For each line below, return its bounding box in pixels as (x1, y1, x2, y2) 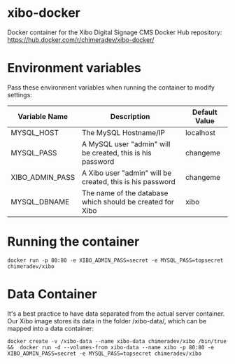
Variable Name (17, 111, 69, 121)
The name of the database (81, 188, 169, 197)
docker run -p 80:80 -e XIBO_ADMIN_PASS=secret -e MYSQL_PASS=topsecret (7, 257, 224, 264)
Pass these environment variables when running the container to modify (7, 83, 215, 92)
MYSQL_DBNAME (10, 197, 70, 206)
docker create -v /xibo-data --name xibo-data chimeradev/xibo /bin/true (7, 337, 227, 344)
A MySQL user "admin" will (81, 139, 171, 148)
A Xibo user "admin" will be (81, 168, 172, 178)
